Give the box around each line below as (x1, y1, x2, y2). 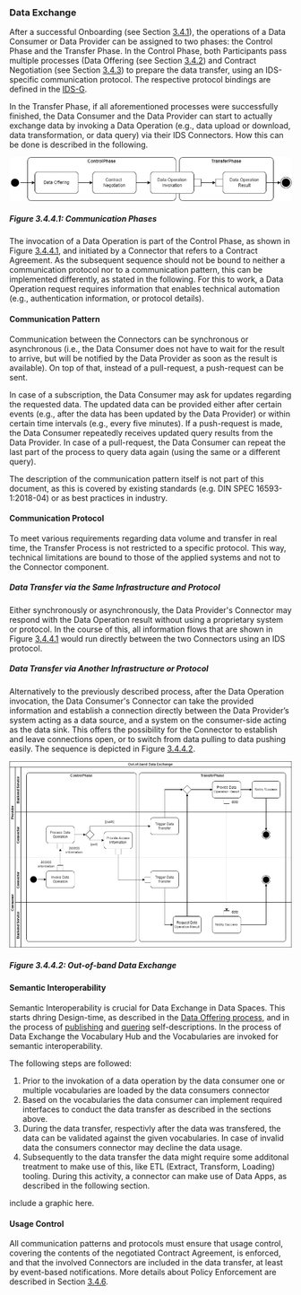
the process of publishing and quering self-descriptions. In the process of (9, 1021, 282, 1033)
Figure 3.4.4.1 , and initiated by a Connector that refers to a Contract (9, 245, 258, 257)
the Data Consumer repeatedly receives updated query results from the (9, 427, 273, 438)
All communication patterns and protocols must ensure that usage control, (9, 1238, 284, 1249)
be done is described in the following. (9, 139, 149, 150)
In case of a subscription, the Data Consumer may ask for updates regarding (9, 389, 292, 400)
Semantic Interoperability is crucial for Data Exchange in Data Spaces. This (9, 1002, 286, 1013)
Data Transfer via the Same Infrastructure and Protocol (9, 582, 221, 593)
